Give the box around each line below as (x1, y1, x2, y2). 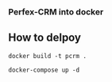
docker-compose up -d (8, 66, 80, 74)
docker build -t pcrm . (8, 52, 87, 60)
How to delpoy (8, 31, 82, 45)
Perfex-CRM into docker (8, 6, 104, 18)
